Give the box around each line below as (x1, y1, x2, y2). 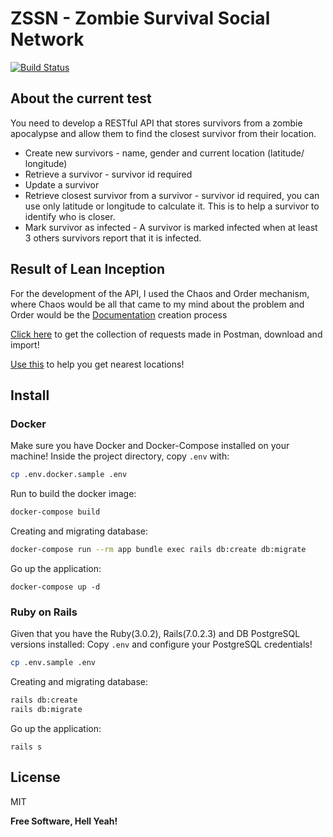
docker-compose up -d (10, 582, 101, 592)
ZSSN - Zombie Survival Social (10, 7, 271, 30)
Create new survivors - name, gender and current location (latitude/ (24, 147, 305, 159)
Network (10, 28, 85, 51)
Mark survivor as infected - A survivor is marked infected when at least (24, 221, 318, 233)
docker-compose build (10, 507, 101, 517)
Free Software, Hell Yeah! (10, 815, 118, 827)
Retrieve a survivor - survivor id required (24, 168, 193, 180)
